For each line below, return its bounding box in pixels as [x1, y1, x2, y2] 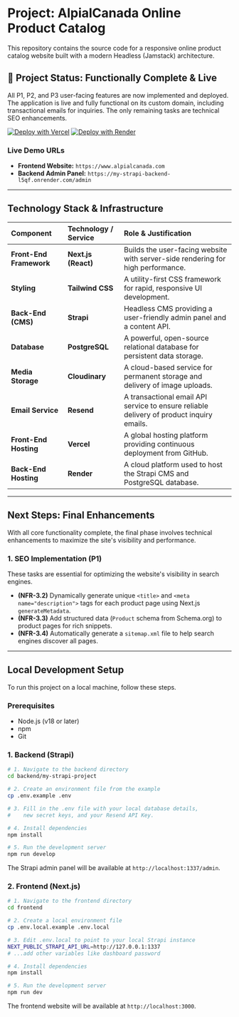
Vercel [67, 439, 90, 449]
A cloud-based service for [123, 362, 213, 372]
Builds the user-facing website [123, 245, 228, 255]
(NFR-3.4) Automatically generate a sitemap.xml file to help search [17, 629, 215, 638]
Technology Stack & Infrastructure [7, 203, 164, 215]
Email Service [11, 405, 59, 415]
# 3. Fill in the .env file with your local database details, [7, 804, 199, 812]
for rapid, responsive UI [123, 283, 203, 293]
